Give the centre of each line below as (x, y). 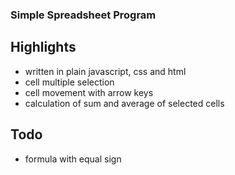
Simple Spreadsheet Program (83, 15)
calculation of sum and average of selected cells (124, 103)
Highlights (43, 47)
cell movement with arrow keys (89, 92)
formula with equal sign (73, 159)
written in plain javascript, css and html (105, 71)
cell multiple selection (69, 82)
